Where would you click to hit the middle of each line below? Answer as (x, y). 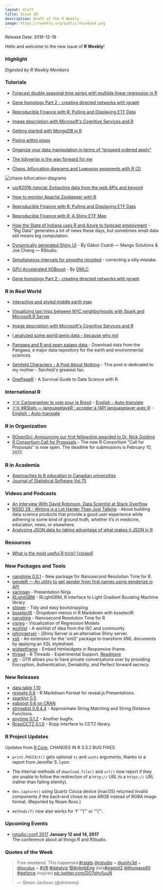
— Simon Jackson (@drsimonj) (48, 883)
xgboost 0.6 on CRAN (34, 703)
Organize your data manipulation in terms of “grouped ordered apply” (82, 150)
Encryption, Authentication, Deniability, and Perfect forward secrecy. (81, 664)
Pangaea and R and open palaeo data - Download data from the (76, 345)
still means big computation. (40, 236)
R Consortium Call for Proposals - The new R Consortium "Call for (78, 442)
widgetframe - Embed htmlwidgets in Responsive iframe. (69, 649)
